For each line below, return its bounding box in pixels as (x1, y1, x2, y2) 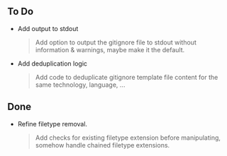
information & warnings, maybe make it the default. (35, 45, 185, 54)
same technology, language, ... (35, 80, 126, 89)
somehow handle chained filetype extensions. (35, 140, 170, 149)
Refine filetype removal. (17, 119, 87, 128)
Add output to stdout (17, 24, 79, 32)
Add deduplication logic (17, 59, 87, 68)
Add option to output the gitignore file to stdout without (35, 38, 196, 47)
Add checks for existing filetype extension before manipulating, (35, 133, 221, 142)
